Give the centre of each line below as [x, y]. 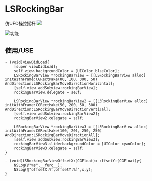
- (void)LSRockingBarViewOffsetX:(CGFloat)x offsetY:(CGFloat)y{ [73, 161]
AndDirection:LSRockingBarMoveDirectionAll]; [52, 135]
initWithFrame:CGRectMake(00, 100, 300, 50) [51, 79]
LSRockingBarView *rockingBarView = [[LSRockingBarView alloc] [80, 75]
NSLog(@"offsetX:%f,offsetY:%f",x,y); [53, 169]
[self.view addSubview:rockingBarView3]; [57, 139]
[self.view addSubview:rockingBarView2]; [57, 114]
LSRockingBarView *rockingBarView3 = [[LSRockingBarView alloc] [81, 127]
